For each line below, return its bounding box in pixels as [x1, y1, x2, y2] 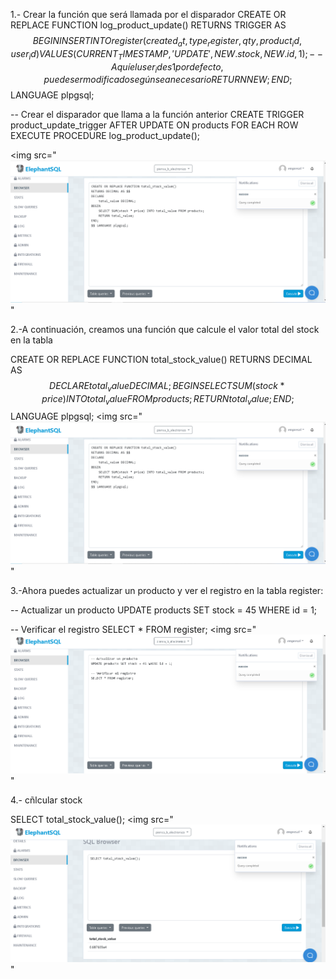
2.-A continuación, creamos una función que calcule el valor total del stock [10, 323, 320, 335]
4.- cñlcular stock [10, 794, 83, 806]
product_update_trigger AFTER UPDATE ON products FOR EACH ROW [10, 119, 299, 131]
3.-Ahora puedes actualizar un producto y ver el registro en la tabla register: [10, 584, 324, 596]
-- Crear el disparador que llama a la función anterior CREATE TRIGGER [10, 109, 305, 121]
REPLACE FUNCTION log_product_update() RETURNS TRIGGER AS [10, 19, 287, 31]
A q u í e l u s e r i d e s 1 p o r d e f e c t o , [111, 60, 224, 75]
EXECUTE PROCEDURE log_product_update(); [10, 130, 200, 142]
